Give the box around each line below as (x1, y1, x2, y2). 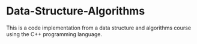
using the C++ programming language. (6, 30, 102, 37)
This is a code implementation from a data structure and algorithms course (6, 24, 191, 31)
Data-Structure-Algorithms (6, 4, 145, 18)
